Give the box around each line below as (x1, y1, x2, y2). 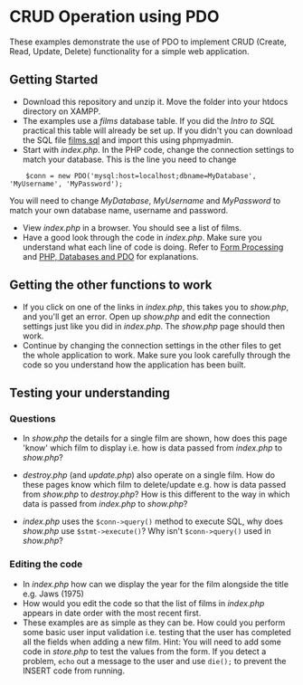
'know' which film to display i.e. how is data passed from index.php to (22, 442, 283, 453)
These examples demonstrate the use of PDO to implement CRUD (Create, (9, 36, 287, 47)
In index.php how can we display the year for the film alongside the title (22, 578, 289, 589)
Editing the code (9, 558, 83, 571)
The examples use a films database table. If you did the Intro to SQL (22, 115, 276, 126)
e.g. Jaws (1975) (22, 588, 84, 599)
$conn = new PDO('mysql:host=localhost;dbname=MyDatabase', (25, 171, 257, 180)
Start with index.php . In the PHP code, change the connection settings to (22, 144, 295, 155)
